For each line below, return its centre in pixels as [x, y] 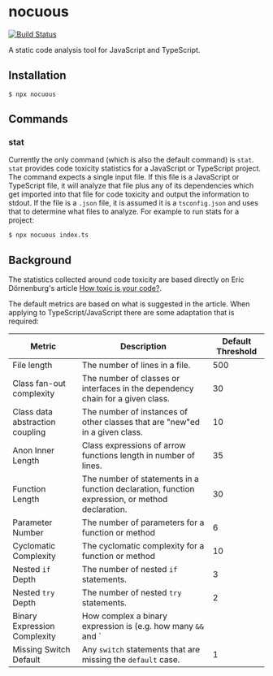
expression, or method [125, 500]
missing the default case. [131, 660]
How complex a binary [125, 616]
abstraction [34, 422]
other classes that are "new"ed [141, 422]
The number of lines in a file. [136, 366]
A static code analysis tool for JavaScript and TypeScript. [104, 50]
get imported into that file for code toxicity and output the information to [129, 194]
